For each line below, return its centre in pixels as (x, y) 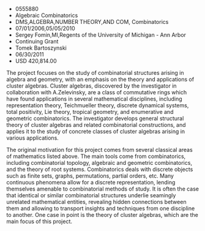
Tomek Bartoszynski (41, 48)
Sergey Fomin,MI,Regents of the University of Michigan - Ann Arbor (101, 35)
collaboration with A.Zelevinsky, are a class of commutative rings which (97, 92)
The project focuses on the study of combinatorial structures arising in (95, 73)
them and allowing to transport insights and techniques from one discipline (101, 208)
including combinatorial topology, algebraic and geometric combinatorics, (99, 163)
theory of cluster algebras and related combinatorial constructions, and (96, 125)
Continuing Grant (37, 41)
